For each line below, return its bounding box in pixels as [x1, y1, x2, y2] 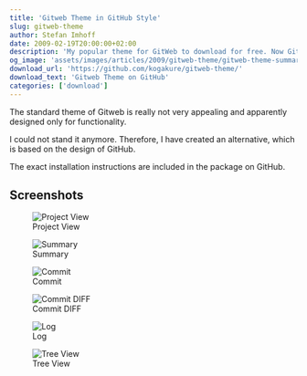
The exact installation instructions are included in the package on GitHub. [9, 161, 286, 172]
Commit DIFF [32, 303, 82, 315]
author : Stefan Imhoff [9, 30, 96, 39]
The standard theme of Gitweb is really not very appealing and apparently [9, 106, 288, 117]
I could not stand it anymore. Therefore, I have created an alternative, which [9, 133, 295, 144]
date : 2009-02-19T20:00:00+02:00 [9, 38, 137, 48]
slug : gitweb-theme [9, 22, 84, 31]
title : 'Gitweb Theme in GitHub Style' [9, 13, 162, 23]
